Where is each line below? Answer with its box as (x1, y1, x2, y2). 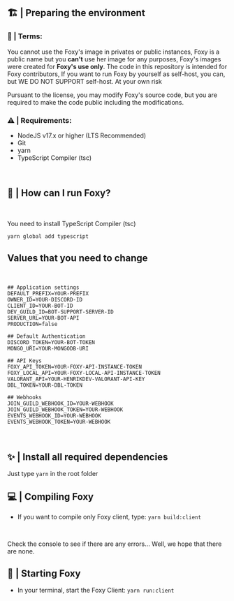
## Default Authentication (7, 333, 86, 340)
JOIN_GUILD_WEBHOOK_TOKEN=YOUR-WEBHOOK (7, 406, 124, 413)
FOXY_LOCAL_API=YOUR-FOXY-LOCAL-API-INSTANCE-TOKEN (7, 370, 161, 377)
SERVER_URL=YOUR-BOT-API (7, 315, 80, 322)
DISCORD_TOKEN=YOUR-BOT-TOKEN (7, 339, 96, 346)
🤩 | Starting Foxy (7, 567, 81, 579)
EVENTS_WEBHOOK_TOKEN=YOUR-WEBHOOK (7, 419, 111, 426)
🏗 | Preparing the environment (7, 7, 145, 19)
